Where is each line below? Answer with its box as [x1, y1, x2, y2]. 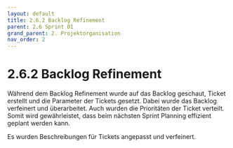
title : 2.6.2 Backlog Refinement [7, 17, 105, 24]
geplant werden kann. [7, 119, 70, 128]
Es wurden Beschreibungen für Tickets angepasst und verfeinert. [7, 133, 197, 141]
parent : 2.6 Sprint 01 [7, 23, 74, 30]
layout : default [7, 10, 55, 17]
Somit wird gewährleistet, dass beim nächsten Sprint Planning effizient [7, 112, 212, 120]
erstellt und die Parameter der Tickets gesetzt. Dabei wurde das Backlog [7, 97, 218, 105]
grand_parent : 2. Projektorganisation [7, 29, 121, 37]
